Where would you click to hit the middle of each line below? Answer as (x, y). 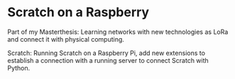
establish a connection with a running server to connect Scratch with (108, 60)
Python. (19, 68)
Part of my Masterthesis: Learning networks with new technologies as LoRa (118, 32)
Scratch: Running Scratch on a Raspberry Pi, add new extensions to (106, 53)
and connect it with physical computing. (66, 39)
